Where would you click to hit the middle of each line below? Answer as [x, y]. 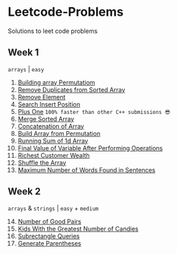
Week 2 [24, 192]
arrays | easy [26, 69]
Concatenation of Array [51, 126]
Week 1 [23, 53]
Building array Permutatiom [56, 82]
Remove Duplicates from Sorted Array [71, 89]
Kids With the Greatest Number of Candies [78, 229]
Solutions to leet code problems [53, 31]
